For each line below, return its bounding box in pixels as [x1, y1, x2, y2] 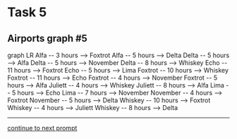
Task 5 [7, 4, 47, 20]
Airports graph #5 [7, 32, 88, 44]
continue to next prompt [7, 124, 78, 132]
